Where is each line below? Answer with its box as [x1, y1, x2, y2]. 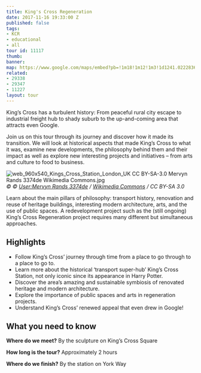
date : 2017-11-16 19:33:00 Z [6, 14, 79, 20]
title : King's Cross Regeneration [6, 8, 93, 15]
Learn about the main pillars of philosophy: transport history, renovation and [6, 194, 194, 201]
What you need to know [6, 321, 97, 331]
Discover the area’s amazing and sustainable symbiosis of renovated [14, 278, 184, 286]
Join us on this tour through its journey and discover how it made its [6, 133, 173, 140]
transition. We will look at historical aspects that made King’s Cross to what [6, 139, 191, 147]
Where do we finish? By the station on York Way [6, 360, 127, 368]
